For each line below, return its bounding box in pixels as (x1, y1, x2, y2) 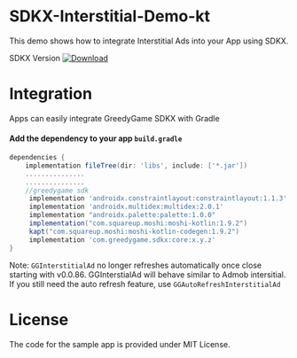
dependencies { (9, 153, 66, 162)
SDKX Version (9, 52, 60, 63)
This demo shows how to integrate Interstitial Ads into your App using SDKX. (9, 35, 289, 46)
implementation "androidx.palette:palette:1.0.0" (28, 211, 216, 220)
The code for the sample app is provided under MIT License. (9, 339, 231, 349)
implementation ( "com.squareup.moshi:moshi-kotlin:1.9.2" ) (28, 219, 248, 228)
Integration (9, 84, 93, 104)
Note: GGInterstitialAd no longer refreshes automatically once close (9, 260, 262, 270)
